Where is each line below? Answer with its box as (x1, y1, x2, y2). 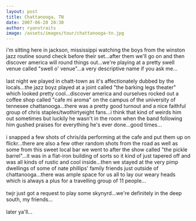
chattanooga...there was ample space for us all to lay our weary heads (6, 171, 176, 178)
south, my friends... (6, 196, 53, 203)
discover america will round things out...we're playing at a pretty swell (6, 59, 175, 66)
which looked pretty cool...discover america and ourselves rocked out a (6, 90, 179, 97)
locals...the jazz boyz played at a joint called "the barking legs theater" (6, 84, 177, 91)
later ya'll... (6, 209, 33, 216)
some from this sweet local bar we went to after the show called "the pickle (6, 146, 188, 153)
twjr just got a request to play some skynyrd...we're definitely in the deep (6, 190, 183, 197)
